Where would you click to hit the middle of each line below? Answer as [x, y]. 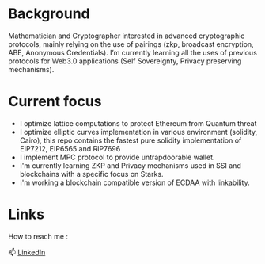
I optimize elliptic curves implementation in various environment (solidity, [138, 132]
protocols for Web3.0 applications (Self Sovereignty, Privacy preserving [125, 61]
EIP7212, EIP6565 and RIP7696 [70, 148]
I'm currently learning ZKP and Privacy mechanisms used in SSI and [130, 165]
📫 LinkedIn [27, 252]
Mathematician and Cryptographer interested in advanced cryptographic [127, 36]
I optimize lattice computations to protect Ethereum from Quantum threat [138, 123]
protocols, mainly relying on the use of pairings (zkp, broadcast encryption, [131, 44]
